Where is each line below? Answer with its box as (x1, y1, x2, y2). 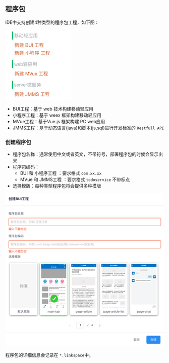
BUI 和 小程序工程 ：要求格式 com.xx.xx (20, 170, 102, 176)
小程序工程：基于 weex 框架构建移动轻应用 (12, 112, 102, 118)
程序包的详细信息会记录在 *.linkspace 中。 (5, 352, 93, 358)
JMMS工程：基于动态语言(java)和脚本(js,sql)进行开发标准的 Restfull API (12, 125, 164, 131)
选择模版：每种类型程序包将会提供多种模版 (12, 183, 101, 189)
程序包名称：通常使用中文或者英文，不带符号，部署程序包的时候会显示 (12, 151, 159, 157)
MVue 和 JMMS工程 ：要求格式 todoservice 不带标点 (20, 176, 130, 183)
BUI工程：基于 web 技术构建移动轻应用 (12, 105, 93, 112)
